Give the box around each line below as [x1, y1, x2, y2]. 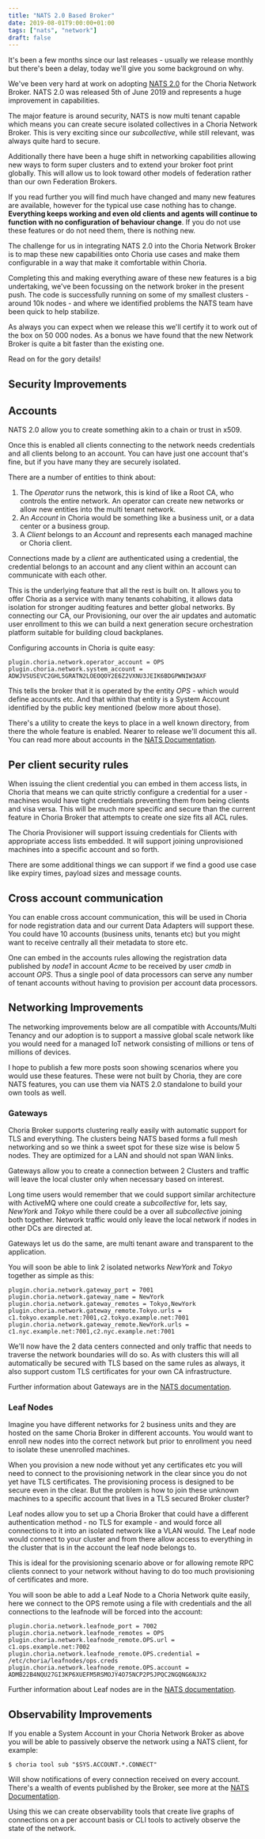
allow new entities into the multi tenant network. [19, 505, 176, 514]
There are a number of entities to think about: [8, 472, 157, 482]
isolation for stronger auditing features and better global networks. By [8, 603, 236, 612]
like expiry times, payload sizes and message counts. [8, 868, 182, 878]
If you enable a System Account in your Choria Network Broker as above [8, 1729, 245, 1739]
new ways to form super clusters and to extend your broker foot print [8, 160, 233, 170]
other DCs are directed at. [8, 1224, 93, 1233]
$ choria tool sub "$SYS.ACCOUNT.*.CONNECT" [8, 1761, 157, 1769]
